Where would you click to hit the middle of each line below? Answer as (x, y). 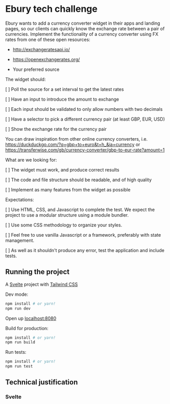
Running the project (38, 272)
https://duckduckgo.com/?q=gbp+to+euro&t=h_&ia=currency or (73, 144)
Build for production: (27, 328)
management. (20, 240)
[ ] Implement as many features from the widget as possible (68, 189)
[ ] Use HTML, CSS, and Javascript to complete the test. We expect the (80, 209)
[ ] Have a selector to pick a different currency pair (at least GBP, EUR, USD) (85, 119)
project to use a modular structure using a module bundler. (67, 215)
